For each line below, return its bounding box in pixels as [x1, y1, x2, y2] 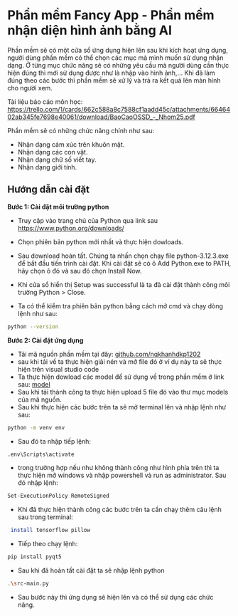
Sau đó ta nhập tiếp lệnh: [17, 437, 91, 445]
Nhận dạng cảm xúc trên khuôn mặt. [17, 140, 125, 149]
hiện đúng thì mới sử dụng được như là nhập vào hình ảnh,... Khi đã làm [7, 68, 215, 77]
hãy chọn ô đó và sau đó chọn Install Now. [17, 266, 142, 275]
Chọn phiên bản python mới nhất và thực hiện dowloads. [17, 237, 184, 246]
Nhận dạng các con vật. [17, 147, 88, 156]
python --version [7, 323, 59, 330]
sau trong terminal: [17, 513, 73, 521]
